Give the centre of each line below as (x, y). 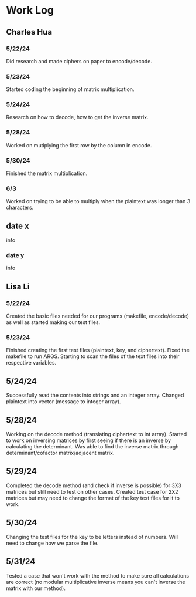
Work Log (30, 10)
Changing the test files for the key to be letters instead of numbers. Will (92, 537)
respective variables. (31, 363)
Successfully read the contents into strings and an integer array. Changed (95, 395)
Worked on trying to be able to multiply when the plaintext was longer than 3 (98, 201)
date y (15, 255)
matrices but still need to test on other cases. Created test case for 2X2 (92, 491)
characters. (20, 208)
